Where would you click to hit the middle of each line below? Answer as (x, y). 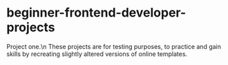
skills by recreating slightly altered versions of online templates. (97, 54)
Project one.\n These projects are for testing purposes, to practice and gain (114, 46)
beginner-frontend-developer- (96, 13)
